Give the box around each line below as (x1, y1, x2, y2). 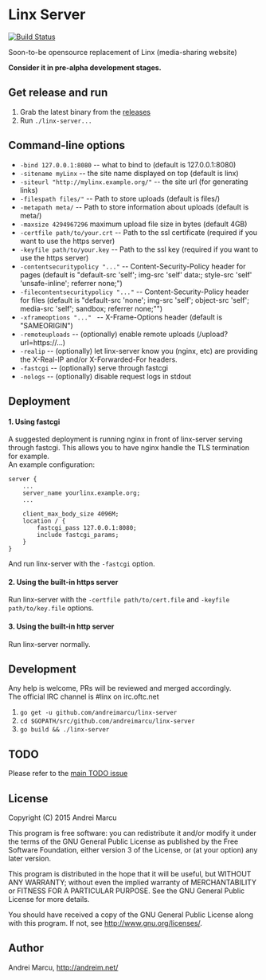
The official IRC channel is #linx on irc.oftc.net (8, 692, 159, 702)
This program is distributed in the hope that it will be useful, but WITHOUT (8, 869, 252, 878)
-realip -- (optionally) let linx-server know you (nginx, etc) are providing (19, 346, 258, 355)
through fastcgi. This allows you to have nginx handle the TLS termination (8, 443, 250, 453)
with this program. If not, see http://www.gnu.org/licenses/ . (8, 919, 203, 927)
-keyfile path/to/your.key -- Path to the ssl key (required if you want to (19, 245, 259, 254)
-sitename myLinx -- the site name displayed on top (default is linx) (19, 168, 239, 178)
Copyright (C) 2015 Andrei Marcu (8, 813, 117, 822)
